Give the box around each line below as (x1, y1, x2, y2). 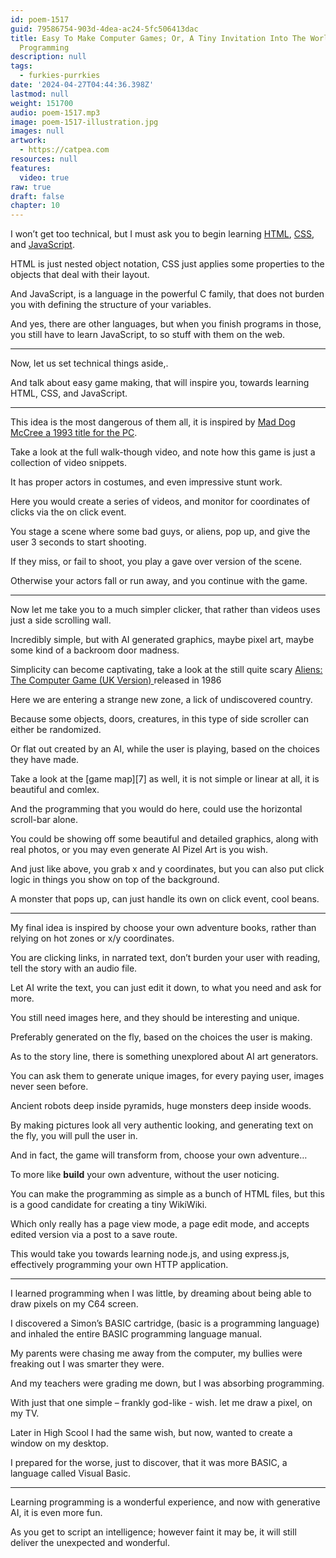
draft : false (10, 191, 65, 201)
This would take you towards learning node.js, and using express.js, (10, 1248, 290, 1260)
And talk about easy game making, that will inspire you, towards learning (10, 377, 310, 389)
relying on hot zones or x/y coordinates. (10, 932, 175, 945)
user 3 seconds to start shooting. (10, 536, 147, 548)
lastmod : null (10, 89, 70, 99)
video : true (19, 172, 70, 183)
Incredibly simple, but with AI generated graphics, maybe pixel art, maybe (10, 634, 315, 646)
